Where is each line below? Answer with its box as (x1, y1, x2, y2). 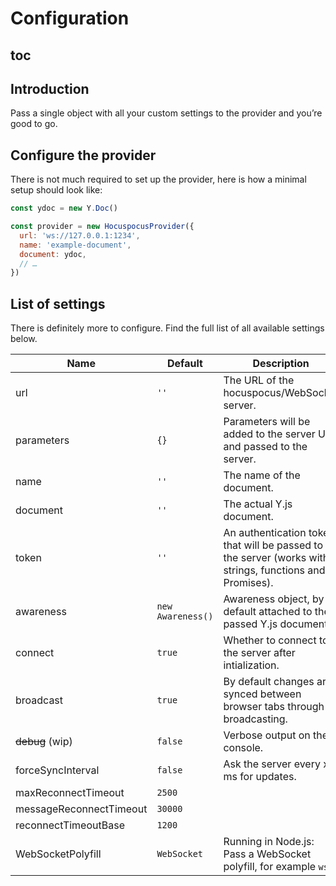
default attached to (223, 605, 313, 619)
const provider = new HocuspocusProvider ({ (10, 222, 195, 232)
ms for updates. (223, 770, 297, 784)
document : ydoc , (19, 249, 87, 259)
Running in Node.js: (223, 835, 315, 849)
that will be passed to (223, 538, 323, 552)
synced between (223, 687, 302, 701)
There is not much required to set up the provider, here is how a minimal (10, 173, 307, 186)
